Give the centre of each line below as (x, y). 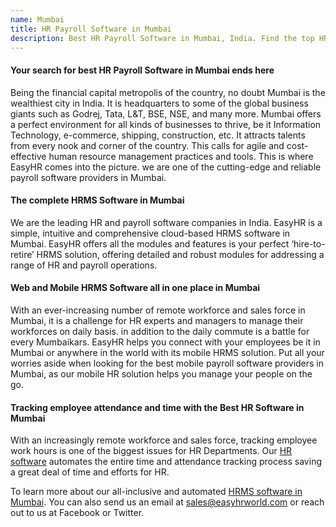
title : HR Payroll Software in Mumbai (91, 29)
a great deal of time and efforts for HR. (90, 472)
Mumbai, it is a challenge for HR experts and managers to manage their (157, 320)
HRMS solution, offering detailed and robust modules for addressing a (180, 254)
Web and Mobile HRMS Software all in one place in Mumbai (135, 288)
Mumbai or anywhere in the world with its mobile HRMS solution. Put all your (167, 352)
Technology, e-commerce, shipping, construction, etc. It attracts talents (158, 135)
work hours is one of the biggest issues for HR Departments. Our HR (151, 451)
